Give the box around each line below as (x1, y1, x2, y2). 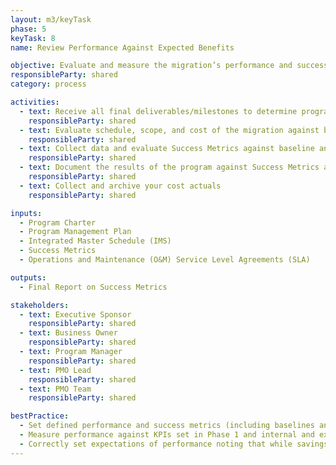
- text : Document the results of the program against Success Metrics (19, 162, 320, 173)
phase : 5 (10, 24, 47, 34)
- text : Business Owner (19, 328, 118, 338)
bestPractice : (10, 411, 70, 421)
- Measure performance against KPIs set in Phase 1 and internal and (19, 430, 315, 440)
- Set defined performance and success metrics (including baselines (19, 421, 315, 431)
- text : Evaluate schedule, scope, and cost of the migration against (19, 125, 320, 135)
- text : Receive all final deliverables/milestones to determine (19, 106, 298, 116)
